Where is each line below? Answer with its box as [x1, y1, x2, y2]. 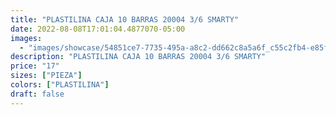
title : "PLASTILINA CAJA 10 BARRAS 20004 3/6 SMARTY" [10, 14, 240, 25]
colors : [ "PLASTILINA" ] [10, 80, 110, 90]
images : [10, 33, 43, 43]
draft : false [10, 89, 65, 99]
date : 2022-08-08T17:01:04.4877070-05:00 [10, 24, 186, 34]
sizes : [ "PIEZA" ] [10, 71, 83, 81]
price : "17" [10, 61, 60, 71]
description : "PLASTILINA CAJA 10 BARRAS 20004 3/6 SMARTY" [10, 52, 267, 62]
